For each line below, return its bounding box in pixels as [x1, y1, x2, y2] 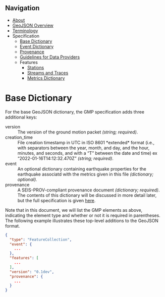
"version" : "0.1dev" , [9, 269, 55, 274]
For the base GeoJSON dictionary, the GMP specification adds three [5, 109, 145, 115]
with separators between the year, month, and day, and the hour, [17, 145, 150, 151]
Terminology [12, 27, 38, 34]
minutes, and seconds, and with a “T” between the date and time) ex [17, 150, 158, 156]
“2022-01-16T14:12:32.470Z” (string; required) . [17, 155, 114, 161]
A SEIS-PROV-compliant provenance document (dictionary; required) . [17, 187, 160, 193]
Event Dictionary [19, 43, 54, 49]
